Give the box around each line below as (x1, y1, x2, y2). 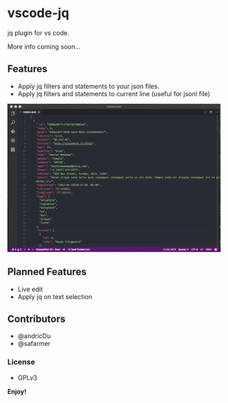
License (7, 357, 36, 367)
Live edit (17, 285, 43, 293)
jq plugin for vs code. (7, 28, 70, 37)
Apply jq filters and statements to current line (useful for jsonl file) (17, 89, 211, 98)
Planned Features (7, 266, 87, 278)
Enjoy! (7, 387, 27, 396)
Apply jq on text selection (17, 292, 92, 300)
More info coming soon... (7, 42, 81, 51)
